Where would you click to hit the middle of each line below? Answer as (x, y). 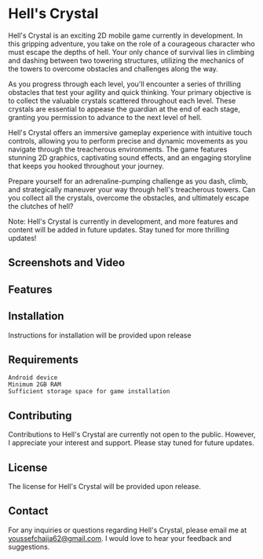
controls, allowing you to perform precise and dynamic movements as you (128, 141)
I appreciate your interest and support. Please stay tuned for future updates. (131, 443)
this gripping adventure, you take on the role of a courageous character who (131, 43)
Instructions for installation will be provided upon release (100, 335)
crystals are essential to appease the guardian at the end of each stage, (124, 109)
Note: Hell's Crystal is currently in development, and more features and (123, 221)
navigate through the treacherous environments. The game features (118, 149)
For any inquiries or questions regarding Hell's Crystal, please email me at (128, 530)
